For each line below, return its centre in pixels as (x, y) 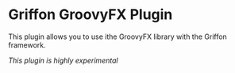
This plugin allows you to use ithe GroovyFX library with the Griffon (118, 36)
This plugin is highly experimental (63, 60)
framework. (27, 44)
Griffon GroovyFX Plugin (91, 15)
